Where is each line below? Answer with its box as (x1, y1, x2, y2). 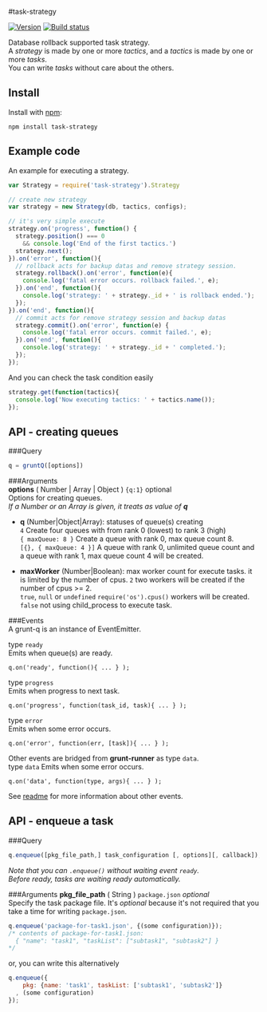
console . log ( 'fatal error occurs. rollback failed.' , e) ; (22, 277, 219, 285)
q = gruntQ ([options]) (8, 462, 84, 470)
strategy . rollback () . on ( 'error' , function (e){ (15, 269, 173, 278)
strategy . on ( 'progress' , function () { (8, 225, 137, 233)
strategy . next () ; (15, 247, 73, 255)
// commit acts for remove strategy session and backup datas (15, 314, 226, 322)
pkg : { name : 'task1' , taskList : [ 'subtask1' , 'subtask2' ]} (22, 982, 223, 990)
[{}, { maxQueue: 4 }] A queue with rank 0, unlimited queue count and (19, 543, 255, 552)
